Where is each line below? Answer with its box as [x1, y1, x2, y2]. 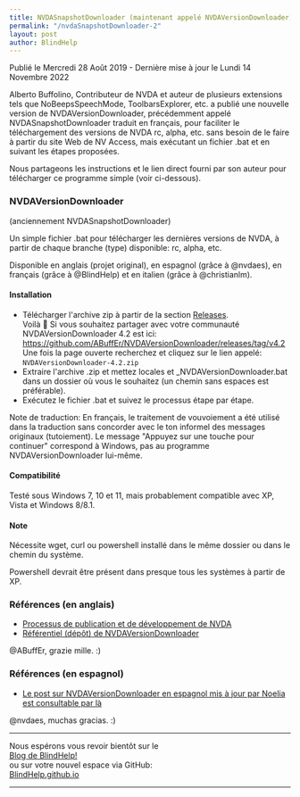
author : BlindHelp [9, 37, 78, 47]
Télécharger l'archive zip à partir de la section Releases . [21, 309, 229, 320]
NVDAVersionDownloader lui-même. [9, 450, 143, 461]
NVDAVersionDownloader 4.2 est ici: [21, 328, 157, 339]
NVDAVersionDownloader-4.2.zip [21, 358, 139, 367]
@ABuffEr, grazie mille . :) [9, 645, 101, 656]
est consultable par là [21, 697, 103, 708]
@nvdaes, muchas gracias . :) [9, 715, 116, 726]
